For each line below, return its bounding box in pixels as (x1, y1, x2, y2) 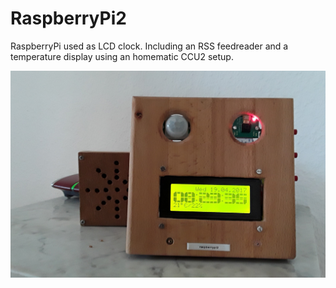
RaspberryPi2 (10, 7, 127, 30)
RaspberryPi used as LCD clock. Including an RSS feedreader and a (10, 40, 289, 52)
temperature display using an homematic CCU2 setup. (10, 50, 234, 62)
